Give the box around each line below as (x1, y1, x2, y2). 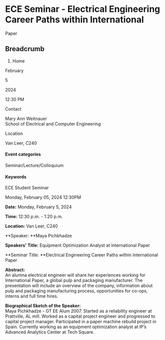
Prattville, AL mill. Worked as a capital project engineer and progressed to (5, 313, 156, 319)
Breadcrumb (5, 45, 45, 53)
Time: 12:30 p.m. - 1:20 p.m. (5, 214, 63, 220)
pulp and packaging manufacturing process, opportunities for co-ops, (5, 288, 148, 294)
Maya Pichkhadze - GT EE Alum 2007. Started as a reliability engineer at (5, 308, 152, 314)
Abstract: (5, 267, 25, 273)
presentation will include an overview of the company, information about (5, 283, 153, 288)
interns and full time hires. (5, 293, 58, 299)
